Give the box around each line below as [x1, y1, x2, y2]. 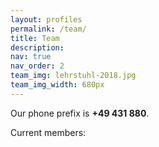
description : [10, 42, 65, 53]
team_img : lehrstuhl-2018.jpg [10, 71, 137, 81]
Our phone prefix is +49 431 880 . [10, 107, 150, 119]
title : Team [10, 33, 60, 43]
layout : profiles [10, 14, 83, 25]
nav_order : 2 [10, 61, 65, 71]
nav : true [10, 52, 52, 62]
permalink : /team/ [10, 24, 87, 34]
